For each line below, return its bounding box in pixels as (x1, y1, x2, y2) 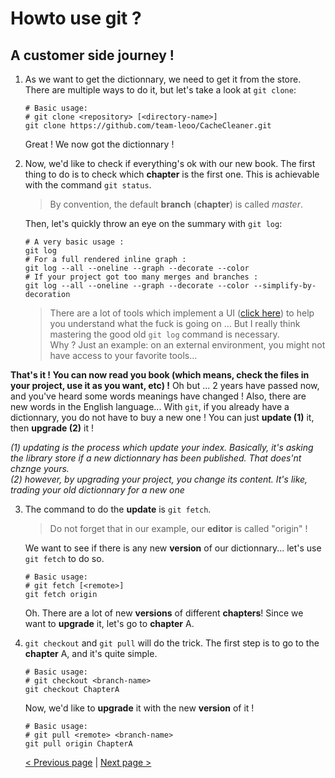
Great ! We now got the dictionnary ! (24, 138, 175, 150)
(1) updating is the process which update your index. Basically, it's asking (10, 442, 314, 453)
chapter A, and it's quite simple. (24, 648, 158, 659)
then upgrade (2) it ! (10, 422, 94, 434)
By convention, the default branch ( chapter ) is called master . (49, 198, 303, 210)
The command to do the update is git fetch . (24, 503, 212, 515)
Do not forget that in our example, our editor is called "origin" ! (49, 523, 308, 534)
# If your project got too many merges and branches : (24, 272, 259, 282)
